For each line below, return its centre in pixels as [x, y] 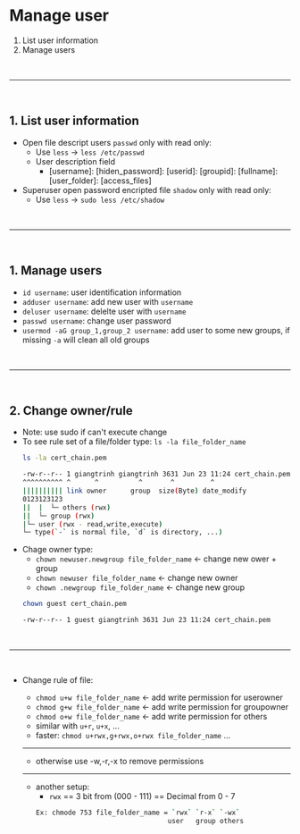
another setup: [62, 787]
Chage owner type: [58, 550]
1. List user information [75, 121]
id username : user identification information [102, 292]
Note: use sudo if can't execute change [95, 432]
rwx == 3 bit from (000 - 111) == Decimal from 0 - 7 [142, 796]
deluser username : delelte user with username [104, 311]
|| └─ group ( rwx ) [58, 516]
